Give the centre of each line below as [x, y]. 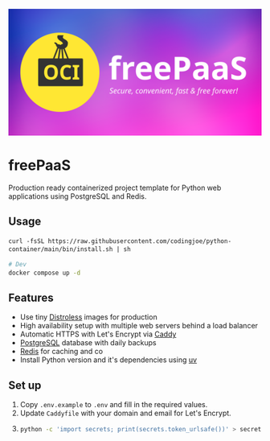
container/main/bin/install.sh [61, 249]
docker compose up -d [45, 273]
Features [31, 297]
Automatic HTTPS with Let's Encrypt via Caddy [98, 334]
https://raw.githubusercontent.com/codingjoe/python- [139, 241]
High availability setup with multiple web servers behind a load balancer [139, 326]
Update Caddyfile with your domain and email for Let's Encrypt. [125, 413]
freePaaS [39, 165]
